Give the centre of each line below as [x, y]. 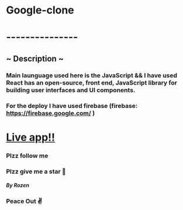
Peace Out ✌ [24, 201]
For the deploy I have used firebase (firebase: [72, 106]
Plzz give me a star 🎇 [36, 171]
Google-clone [40, 10]
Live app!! [31, 137]
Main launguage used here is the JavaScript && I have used [91, 75]
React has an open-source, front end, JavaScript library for [91, 83]
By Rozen [18, 185]
